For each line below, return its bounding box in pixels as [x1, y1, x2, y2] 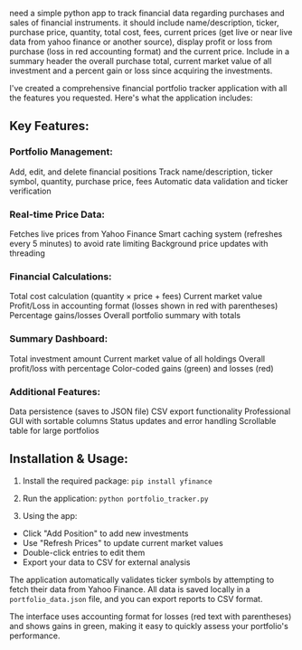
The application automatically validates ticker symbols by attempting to [9, 574, 274, 585]
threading [9, 248, 45, 259]
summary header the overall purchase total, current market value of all [9, 56, 272, 66]
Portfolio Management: [9, 146, 113, 158]
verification [9, 185, 52, 196]
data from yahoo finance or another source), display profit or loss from [9, 36, 273, 47]
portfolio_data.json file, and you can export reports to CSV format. [9, 593, 263, 604]
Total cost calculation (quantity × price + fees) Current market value [9, 291, 263, 302]
